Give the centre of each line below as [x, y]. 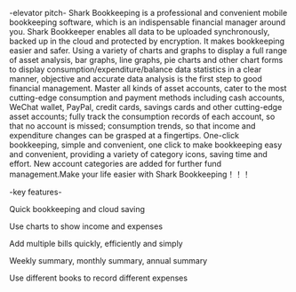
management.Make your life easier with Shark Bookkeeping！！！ [130, 174]
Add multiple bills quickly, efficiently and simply [96, 244]
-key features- [36, 192]
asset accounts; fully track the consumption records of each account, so [142, 116]
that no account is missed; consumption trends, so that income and [132, 126]
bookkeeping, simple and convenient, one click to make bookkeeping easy [146, 145]
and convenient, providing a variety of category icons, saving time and [139, 154]
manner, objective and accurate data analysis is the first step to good [136, 79]
